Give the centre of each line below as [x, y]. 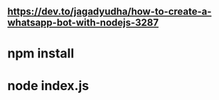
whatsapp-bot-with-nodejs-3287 [83, 23]
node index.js [48, 85]
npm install [41, 53]
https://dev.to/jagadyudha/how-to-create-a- [109, 12]
